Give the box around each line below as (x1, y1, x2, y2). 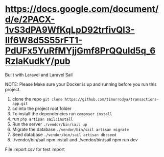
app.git (12, 101, 28, 106)
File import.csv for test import (5, 146, 65, 152)
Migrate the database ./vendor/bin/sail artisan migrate (12, 126, 129, 132)
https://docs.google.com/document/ (5, 3, 159, 15)
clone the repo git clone (12, 96, 63, 102)
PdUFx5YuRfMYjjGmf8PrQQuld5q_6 (5, 45, 156, 56)
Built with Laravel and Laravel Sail (5, 72, 73, 78)
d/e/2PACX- (5, 14, 55, 25)
